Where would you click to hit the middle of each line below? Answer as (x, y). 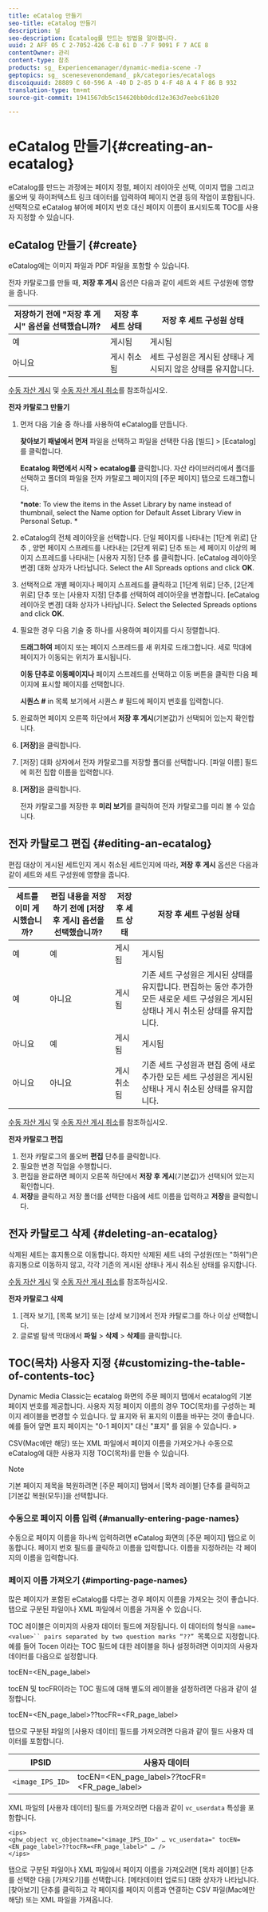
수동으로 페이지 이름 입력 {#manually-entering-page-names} (124, 1518)
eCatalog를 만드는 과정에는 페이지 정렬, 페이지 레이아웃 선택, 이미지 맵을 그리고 (131, 187)
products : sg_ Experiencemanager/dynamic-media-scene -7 (105, 68)
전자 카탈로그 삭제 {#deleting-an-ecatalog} (113, 1234)
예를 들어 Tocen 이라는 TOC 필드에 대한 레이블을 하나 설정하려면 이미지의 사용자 (133, 1646)
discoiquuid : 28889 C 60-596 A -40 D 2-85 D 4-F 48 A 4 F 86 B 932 (123, 82)
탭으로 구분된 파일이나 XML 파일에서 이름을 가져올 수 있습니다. (105, 1610)
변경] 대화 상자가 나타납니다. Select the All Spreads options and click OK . (137, 568)
